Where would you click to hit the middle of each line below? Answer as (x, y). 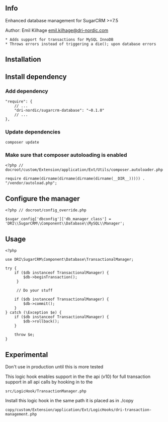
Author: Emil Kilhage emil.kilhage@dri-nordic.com (57, 30)
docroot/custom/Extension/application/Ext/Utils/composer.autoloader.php (84, 170)
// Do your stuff (34, 291)
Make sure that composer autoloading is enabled (66, 155)
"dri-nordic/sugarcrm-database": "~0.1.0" (59, 110)
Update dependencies (33, 132)
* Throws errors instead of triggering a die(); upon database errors (81, 44)
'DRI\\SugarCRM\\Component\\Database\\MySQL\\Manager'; (65, 224)
